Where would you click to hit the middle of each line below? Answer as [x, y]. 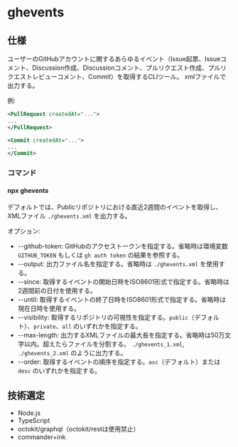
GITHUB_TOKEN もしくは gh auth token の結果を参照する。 [101, 255]
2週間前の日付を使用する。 [57, 291]
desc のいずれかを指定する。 [59, 371]
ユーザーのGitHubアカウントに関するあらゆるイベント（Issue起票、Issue [114, 59]
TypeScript [34, 421]
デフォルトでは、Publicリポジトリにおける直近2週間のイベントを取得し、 [115, 207]
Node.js [29, 413]
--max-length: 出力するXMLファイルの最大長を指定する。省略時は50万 [121, 335]
